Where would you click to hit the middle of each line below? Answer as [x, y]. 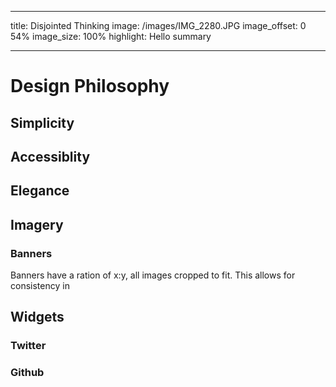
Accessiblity [50, 156]
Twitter [28, 346]
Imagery [37, 224]
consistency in [40, 286]
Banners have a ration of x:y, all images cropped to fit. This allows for [153, 275]
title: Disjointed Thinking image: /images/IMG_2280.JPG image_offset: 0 [158, 25]
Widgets [37, 317]
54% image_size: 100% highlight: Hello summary [111, 36]
